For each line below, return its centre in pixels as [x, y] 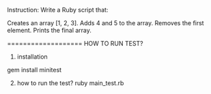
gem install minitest [34, 70]
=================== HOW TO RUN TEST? [75, 43]
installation [32, 57]
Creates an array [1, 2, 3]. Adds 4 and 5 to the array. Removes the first [105, 23]
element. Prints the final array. [50, 30]
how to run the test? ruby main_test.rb [70, 83]
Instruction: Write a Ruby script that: [58, 10]
